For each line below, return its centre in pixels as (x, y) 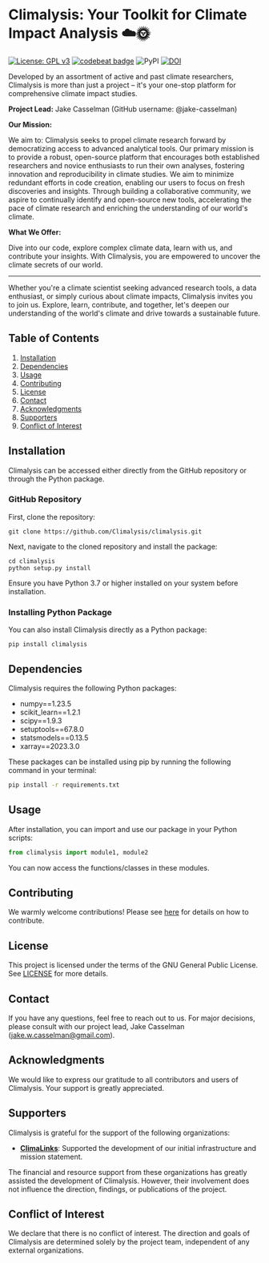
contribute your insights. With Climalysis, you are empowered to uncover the (134, 256)
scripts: (21, 838)
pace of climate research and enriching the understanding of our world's (128, 208)
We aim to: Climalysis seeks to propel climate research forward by (117, 140)
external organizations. (46, 1250)
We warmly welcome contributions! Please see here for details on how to (129, 912)
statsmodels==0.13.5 (54, 738)
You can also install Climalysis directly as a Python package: (108, 629)
